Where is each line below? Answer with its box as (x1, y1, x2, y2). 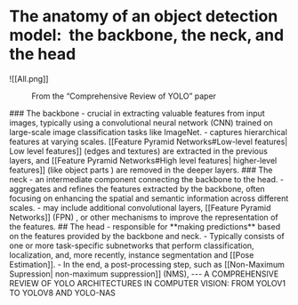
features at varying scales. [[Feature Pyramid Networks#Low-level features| (9, 136, 288, 147)
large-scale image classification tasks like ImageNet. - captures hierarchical (9, 126, 287, 137)
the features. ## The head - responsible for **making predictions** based (9, 221, 281, 232)
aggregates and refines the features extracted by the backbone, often (9, 183, 265, 194)
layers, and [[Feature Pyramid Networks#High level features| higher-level (9, 155, 278, 165)
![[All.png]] (9, 73, 49, 84)
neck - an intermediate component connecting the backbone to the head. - (9, 173, 285, 184)
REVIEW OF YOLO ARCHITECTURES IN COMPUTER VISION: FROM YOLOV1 (9, 277, 286, 288)
